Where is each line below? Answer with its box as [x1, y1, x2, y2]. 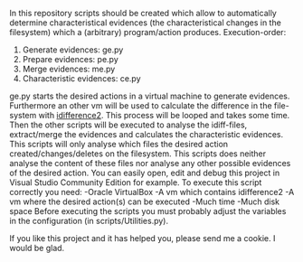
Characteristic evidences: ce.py [22, 73, 142, 84]
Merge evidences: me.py [22, 63, 116, 74]
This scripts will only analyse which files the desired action [9, 139, 229, 149]
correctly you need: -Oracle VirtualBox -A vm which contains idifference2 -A [9, 187, 295, 197]
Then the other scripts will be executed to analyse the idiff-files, [9, 119, 248, 130]
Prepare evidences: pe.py [22, 54, 119, 64]
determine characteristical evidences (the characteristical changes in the [9, 17, 282, 28]
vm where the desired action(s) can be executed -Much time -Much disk [9, 196, 280, 207]
